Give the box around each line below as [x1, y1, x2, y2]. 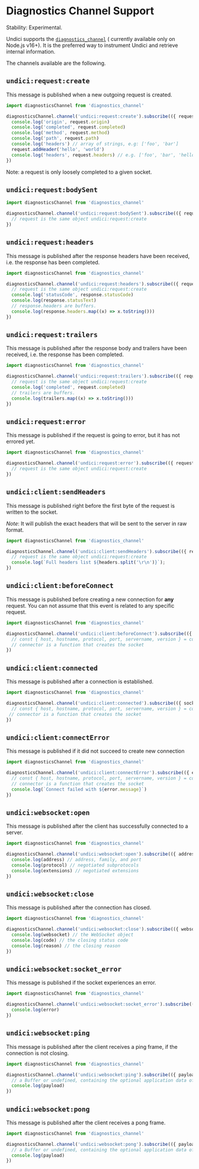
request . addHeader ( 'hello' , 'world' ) [11, 146, 105, 152]
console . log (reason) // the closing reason [11, 942, 120, 949]
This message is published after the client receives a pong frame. [6, 1119, 166, 1126]
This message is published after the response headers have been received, [6, 252, 190, 259]
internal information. [6, 48, 56, 55]
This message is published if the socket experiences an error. [6, 979, 156, 986]
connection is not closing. [6, 1049, 69, 1057]
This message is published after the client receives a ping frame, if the [6, 1043, 178, 1050]
